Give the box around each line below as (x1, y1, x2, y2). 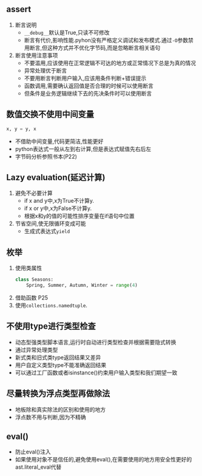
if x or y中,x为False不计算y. (24, 205, 92, 212)
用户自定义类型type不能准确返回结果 (15, 361, 107, 368)
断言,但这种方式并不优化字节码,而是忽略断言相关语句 (29, 44, 161, 51)
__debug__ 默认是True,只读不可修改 (24, 29, 110, 36)
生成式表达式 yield (24, 228, 70, 235)
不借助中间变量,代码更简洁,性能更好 (15, 138, 104, 145)
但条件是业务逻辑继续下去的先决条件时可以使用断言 (24, 89, 152, 97)
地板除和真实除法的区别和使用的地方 (15, 405, 106, 413)
